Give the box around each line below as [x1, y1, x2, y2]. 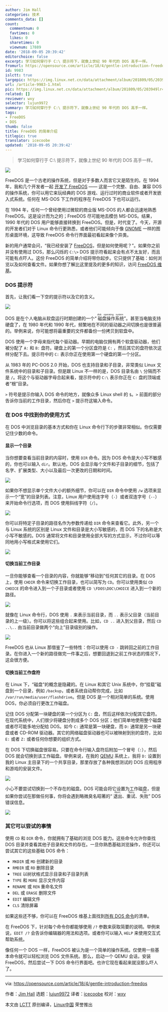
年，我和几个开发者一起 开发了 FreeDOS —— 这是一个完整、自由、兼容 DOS [5, 184, 162, 189]
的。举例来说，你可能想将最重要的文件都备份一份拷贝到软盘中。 [5, 328, 136, 334]
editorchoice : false [5, 54, 48, 59]
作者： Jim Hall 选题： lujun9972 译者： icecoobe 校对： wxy [5, 990, 126, 997]
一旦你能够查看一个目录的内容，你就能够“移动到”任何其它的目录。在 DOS [5, 573, 156, 579]
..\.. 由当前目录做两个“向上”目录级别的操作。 [5, 624, 101, 630]
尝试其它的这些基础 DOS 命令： [5, 847, 70, 854]
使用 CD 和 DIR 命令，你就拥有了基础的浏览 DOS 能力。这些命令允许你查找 [5, 835, 156, 841]
